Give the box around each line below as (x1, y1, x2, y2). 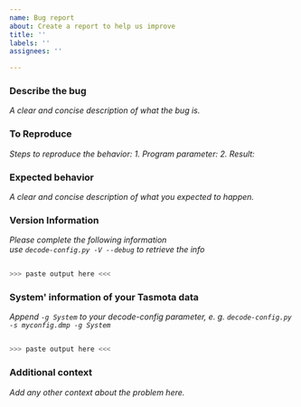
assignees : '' (9, 47, 63, 56)
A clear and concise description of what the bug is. (9, 105, 201, 116)
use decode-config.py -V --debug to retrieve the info (9, 244, 205, 255)
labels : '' (9, 38, 51, 48)
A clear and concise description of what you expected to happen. (9, 192, 255, 203)
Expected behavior (9, 171, 95, 184)
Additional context (9, 366, 93, 379)
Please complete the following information (9, 234, 167, 245)
